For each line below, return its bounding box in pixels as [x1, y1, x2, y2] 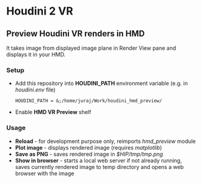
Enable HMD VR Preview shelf [15, 108, 92, 116]
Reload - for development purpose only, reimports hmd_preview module [15, 138, 196, 145]
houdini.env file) [15, 86, 56, 93]
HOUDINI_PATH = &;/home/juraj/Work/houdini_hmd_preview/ [15, 98, 163, 104]
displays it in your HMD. [6, 51, 66, 58]
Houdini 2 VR [6, 4, 73, 18]
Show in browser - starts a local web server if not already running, [15, 156, 182, 164]
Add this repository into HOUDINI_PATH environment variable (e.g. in [15, 80, 188, 87]
